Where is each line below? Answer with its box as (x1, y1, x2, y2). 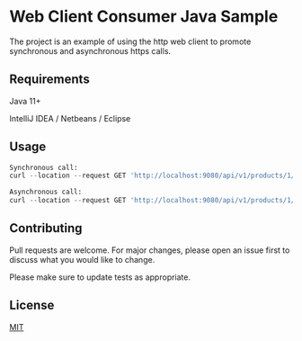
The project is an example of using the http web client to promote (9, 36, 252, 47)
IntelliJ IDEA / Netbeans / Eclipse (9, 112, 131, 123)
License (9, 298, 55, 313)
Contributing (9, 220, 83, 236)
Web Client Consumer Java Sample (9, 6, 279, 27)
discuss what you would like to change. (9, 254, 155, 265)
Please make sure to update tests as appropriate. (9, 272, 191, 283)
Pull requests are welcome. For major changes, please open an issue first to (9, 245, 290, 256)
